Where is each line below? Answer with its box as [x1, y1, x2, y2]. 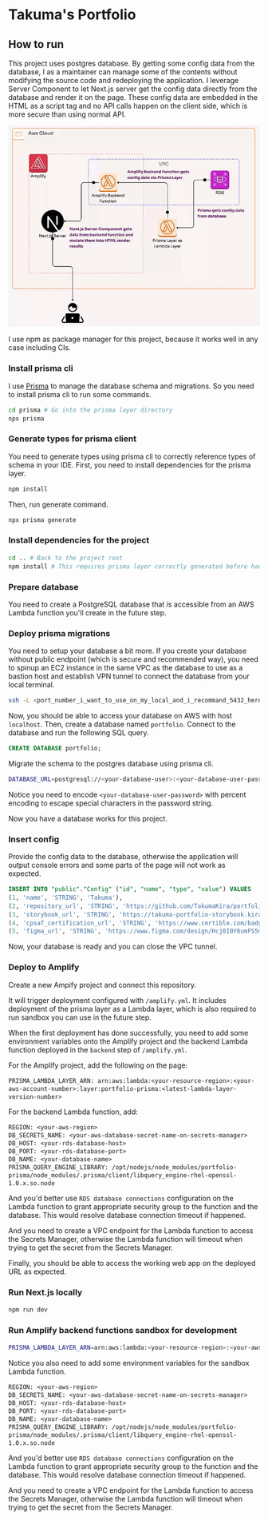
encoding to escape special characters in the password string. [8, 798, 214, 808]
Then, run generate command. [8, 499, 108, 509]
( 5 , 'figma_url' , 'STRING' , [8, 927, 102, 936]
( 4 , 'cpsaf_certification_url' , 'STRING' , [8, 919, 152, 927]
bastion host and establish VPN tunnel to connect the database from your [8, 671, 250, 681]
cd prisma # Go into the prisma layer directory [8, 406, 173, 414]
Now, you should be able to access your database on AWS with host [8, 711, 233, 721]
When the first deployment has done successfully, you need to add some [8, 1028, 249, 1037]
